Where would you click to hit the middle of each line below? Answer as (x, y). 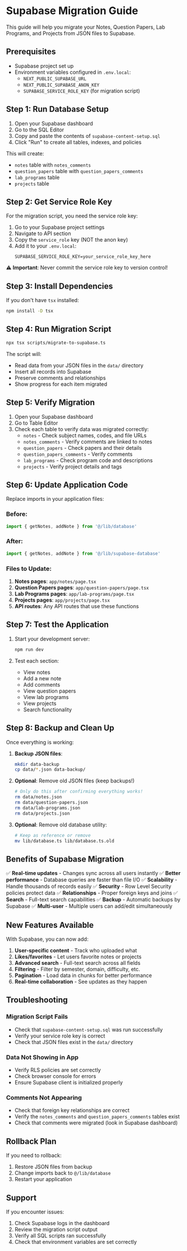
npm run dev (29, 649)
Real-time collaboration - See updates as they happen (81, 982)
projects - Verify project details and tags (72, 466)
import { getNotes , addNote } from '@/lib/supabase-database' (83, 553)
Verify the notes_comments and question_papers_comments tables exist (97, 1117)
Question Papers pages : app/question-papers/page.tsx (82, 588)
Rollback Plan (31, 1141)
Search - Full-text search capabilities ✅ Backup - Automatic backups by (93, 900)
